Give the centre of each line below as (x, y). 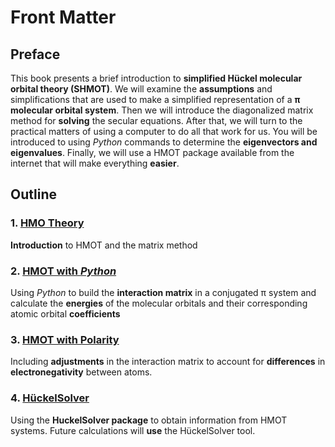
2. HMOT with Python (63, 271)
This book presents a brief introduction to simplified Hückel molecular (156, 78)
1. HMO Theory (47, 223)
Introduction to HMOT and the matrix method (104, 245)
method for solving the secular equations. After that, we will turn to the (156, 120)
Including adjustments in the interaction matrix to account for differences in (168, 362)
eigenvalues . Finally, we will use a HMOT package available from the (152, 152)
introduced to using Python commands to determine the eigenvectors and (164, 142)
